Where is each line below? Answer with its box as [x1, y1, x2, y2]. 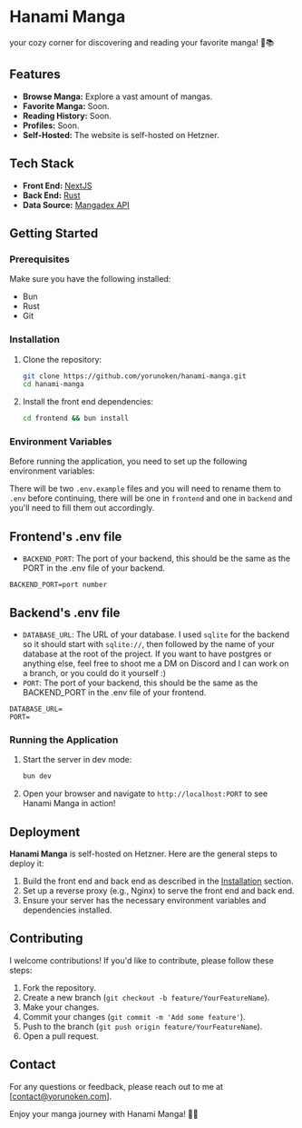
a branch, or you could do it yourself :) [22, 668, 166, 679]
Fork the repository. [22, 982, 97, 993]
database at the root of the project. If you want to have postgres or [22, 648, 272, 660]
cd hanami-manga [22, 380, 84, 389]
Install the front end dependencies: [22, 396, 154, 407]
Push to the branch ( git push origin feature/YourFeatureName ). [22, 1021, 263, 1032]
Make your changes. [22, 1002, 100, 1013]
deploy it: [9, 858, 44, 869]
